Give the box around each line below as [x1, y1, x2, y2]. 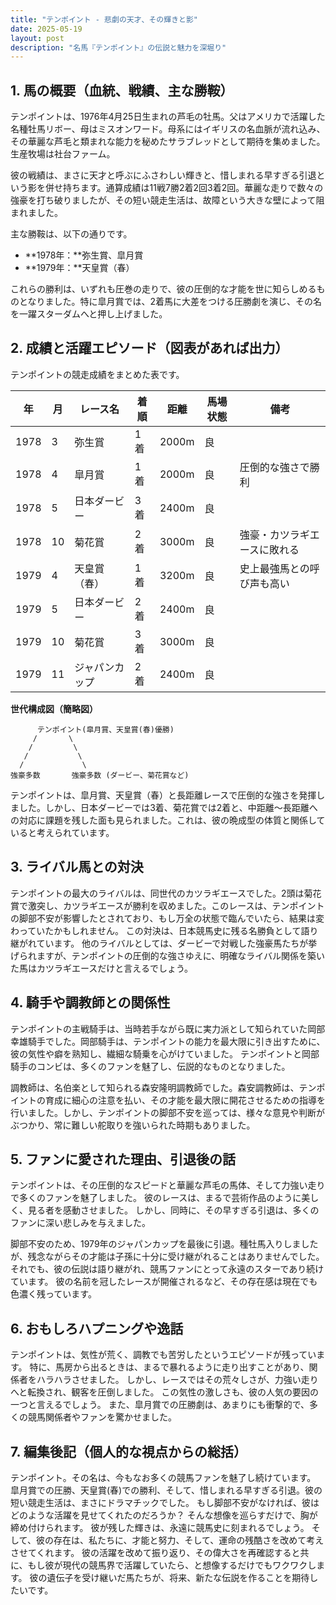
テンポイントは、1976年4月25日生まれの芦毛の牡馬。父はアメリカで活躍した [10, 111, 326, 123]
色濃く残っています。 [10, 1288, 97, 1300]
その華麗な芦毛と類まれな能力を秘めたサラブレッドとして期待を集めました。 [10, 136, 326, 148]
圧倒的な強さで [239, 460, 310, 474]
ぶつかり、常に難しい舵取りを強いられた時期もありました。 [10, 1119, 256, 1131]
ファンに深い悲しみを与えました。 [10, 1217, 151, 1229]
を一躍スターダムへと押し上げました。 [10, 308, 168, 320]
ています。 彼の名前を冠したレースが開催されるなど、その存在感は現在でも [10, 1276, 318, 1288]
